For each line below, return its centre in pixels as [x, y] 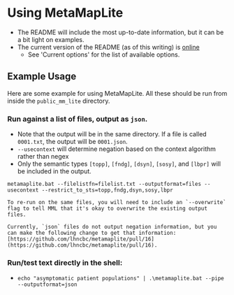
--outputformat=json [47, 285]
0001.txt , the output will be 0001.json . [72, 142]
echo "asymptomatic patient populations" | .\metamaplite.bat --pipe [121, 279]
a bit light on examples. [51, 39]
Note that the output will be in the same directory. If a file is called [112, 134]
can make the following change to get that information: [92, 233]
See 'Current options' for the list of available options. [104, 55]
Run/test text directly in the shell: [65, 262]
